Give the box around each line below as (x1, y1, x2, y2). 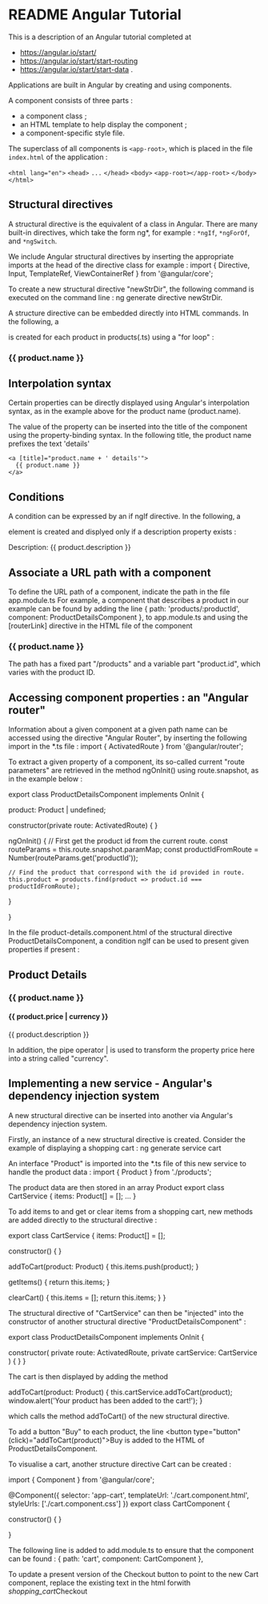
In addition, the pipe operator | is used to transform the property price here (8, 1045, 255, 1054)
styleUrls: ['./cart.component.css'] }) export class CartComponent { (8, 1498, 230, 1508)
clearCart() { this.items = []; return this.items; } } (8, 1293, 166, 1302)
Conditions (8, 490, 65, 503)
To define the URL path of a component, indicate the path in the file (8, 587, 230, 597)
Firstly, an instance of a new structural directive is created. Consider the (8, 1134, 246, 1144)
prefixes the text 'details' (8, 439, 90, 449)
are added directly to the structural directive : (8, 1215, 158, 1225)
